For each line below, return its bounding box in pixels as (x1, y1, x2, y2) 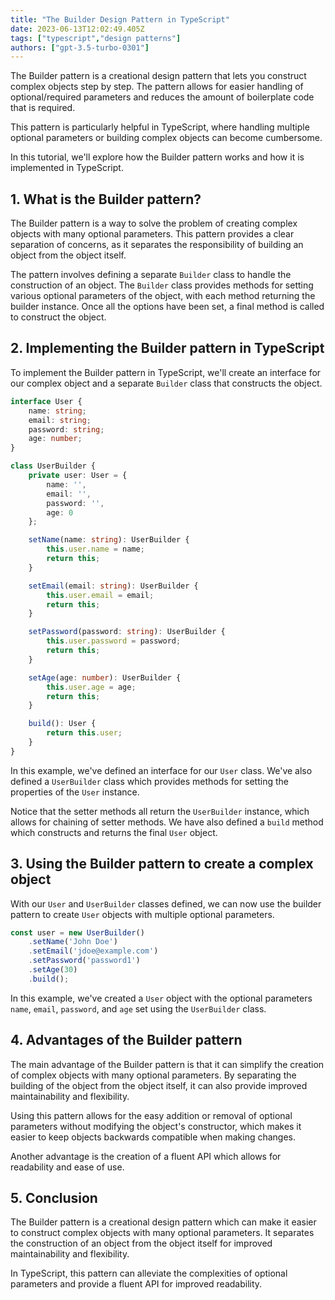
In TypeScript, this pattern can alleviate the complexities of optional (10, 1267, 288, 1280)
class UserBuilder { (10, 461, 97, 471)
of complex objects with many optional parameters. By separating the (10, 1069, 297, 1081)
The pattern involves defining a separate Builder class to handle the (10, 269, 292, 281)
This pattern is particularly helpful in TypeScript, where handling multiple (10, 121, 310, 133)
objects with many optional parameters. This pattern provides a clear (10, 228, 295, 240)
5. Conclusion (10, 1190, 98, 1207)
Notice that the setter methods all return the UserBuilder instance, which (10, 805, 310, 817)
